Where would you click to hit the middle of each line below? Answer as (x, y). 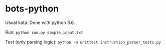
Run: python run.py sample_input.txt (44, 32)
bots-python (32, 9)
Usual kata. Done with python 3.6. (40, 22)
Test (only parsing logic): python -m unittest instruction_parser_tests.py (83, 42)
